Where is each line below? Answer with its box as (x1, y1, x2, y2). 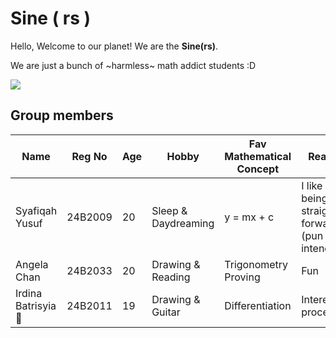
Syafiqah (15, 203, 58, 217)
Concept (236, 162, 279, 176)
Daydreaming (151, 216, 215, 230)
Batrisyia (15, 298, 57, 312)
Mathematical (224, 149, 292, 163)
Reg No (71, 149, 108, 163)
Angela (15, 257, 49, 271)
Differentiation (224, 298, 292, 312)
